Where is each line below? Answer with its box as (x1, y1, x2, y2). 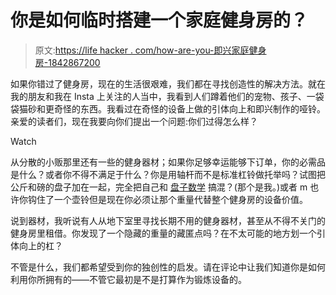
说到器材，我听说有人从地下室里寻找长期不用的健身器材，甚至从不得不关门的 (10, 214, 326, 226)
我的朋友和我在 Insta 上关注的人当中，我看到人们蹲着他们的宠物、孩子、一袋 (10, 90, 325, 102)
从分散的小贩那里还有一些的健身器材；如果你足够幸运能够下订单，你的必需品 (10, 156, 326, 168)
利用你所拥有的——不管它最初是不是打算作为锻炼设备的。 (10, 273, 247, 285)
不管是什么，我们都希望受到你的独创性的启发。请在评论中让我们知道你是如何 (10, 261, 326, 273)
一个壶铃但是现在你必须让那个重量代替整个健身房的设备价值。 (53, 193, 308, 205)
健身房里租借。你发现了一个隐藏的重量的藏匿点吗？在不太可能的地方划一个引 (10, 227, 326, 239)
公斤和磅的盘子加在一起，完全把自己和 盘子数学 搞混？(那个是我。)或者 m (10, 181, 308, 193)
